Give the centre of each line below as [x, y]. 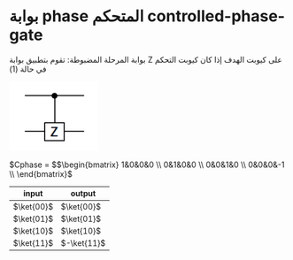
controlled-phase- [216, 16]
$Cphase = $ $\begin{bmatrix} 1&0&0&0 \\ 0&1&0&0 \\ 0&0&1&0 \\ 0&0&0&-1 [147, 164]
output [83, 194]
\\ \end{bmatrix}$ [41, 173]
